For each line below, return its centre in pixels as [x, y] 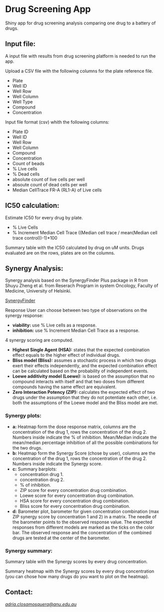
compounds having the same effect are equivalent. [64, 387]
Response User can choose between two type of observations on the [76, 310]
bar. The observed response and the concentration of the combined [82, 532]
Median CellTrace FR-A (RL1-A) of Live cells [57, 190]
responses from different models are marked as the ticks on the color [83, 527]
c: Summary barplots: [35, 469]
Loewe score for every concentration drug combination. [77, 495]
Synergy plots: [23, 416]
